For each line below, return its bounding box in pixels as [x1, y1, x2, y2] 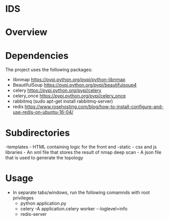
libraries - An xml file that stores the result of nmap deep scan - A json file [5, 149, 162, 156]
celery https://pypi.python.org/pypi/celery [12, 87, 101, 93]
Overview [5, 27, 48, 38]
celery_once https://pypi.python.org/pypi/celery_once [12, 93, 126, 99]
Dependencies [5, 50, 69, 61]
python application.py [20, 200, 67, 207]
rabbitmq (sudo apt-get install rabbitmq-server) [12, 98, 113, 105]
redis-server [20, 211, 47, 217]
